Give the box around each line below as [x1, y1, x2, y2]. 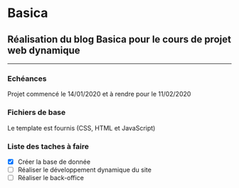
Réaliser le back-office [17, 174, 84, 182]
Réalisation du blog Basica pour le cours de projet [7, 33, 231, 45]
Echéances [7, 73, 47, 83]
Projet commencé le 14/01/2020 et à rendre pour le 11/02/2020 [7, 90, 191, 99]
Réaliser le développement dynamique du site [17, 165, 152, 174]
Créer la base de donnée [17, 157, 91, 166]
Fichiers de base [7, 108, 66, 118]
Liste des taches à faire [7, 141, 90, 151]
